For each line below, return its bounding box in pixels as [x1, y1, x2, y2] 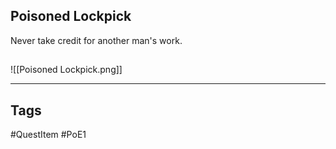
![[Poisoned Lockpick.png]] [10, 64, 123, 76]
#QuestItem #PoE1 [10, 129, 87, 141]
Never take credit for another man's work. [10, 34, 183, 46]
